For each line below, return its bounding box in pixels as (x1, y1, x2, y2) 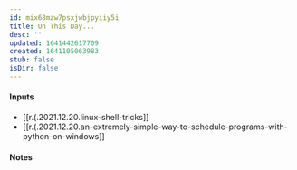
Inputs (9, 91, 34, 102)
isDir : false (9, 64, 59, 73)
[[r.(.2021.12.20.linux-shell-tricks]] (22, 112, 149, 123)
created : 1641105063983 (9, 47, 100, 56)
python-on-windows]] (22, 131, 106, 142)
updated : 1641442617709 (9, 38, 100, 48)
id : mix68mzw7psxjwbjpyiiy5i (9, 13, 120, 23)
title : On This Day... (9, 22, 95, 31)
